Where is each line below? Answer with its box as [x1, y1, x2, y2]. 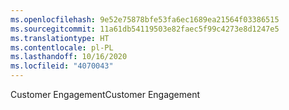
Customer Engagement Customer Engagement [10, 89, 201, 100]
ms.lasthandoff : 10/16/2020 [10, 52, 128, 62]
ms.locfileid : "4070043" [10, 61, 114, 71]
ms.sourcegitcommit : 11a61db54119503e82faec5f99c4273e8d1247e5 [10, 24, 280, 34]
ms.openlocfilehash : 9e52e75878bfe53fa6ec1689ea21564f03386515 [10, 14, 280, 25]
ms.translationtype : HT [10, 33, 110, 43]
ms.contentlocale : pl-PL [10, 42, 114, 53]
